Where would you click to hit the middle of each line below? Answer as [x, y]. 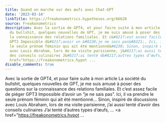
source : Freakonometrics [31, 23]
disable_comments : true [30, 64]
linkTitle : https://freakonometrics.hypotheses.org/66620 [66, 19]
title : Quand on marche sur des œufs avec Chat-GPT [59, 10]
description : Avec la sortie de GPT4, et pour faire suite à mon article [83, 28]
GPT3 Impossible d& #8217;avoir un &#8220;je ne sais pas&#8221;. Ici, [84, 42]
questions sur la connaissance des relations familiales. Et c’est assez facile [81, 89]
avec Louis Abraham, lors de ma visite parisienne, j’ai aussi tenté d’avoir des [82, 105]
